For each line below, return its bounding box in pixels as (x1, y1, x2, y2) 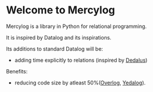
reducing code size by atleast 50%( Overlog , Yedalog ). (14, 79, 146, 86)
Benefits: (6, 68, 28, 75)
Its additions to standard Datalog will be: (6, 45, 104, 52)
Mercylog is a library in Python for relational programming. (6, 23, 147, 30)
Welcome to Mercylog (6, 3, 115, 17)
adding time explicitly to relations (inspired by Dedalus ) (14, 56, 148, 63)
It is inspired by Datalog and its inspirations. (6, 34, 111, 41)
